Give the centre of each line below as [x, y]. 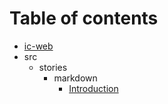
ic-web [38, 46]
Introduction [93, 88]
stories [53, 67]
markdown [75, 78]
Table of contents [84, 18]
